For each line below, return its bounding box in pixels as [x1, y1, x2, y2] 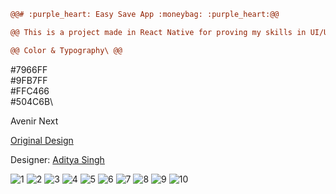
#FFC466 [10, 85, 50, 97]
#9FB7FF [10, 74, 48, 86]
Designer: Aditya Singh [10, 153, 105, 165]
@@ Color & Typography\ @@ [10, 45, 123, 55]
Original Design [10, 134, 74, 146]
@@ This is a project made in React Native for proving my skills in [10, 27, 307, 37]
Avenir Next [10, 115, 59, 127]
